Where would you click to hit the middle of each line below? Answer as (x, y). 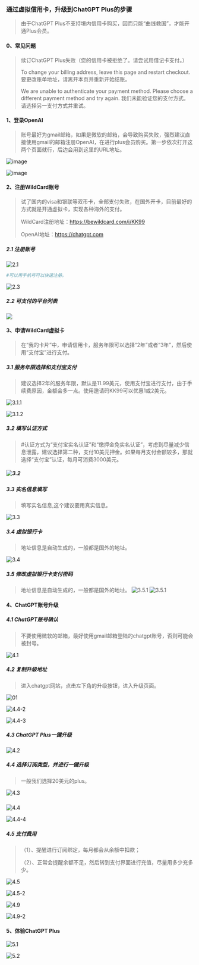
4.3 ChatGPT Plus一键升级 (39, 735)
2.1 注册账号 (21, 249)
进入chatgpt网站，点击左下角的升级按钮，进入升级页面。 (90, 685)
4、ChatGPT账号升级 (32, 605)
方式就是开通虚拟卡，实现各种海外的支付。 (73, 209)
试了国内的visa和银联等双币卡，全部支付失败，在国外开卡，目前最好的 (106, 201)
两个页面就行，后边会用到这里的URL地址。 (73, 149)
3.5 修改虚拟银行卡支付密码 (40, 574)
